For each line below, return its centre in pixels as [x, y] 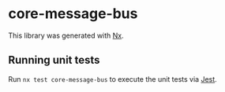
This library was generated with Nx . [66, 35]
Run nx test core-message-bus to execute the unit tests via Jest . [112, 79]
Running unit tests [54, 60]
